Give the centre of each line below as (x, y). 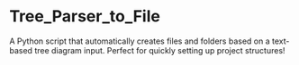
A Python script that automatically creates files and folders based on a (140, 41)
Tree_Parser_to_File (85, 16)
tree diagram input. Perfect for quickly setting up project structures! (160, 50)
